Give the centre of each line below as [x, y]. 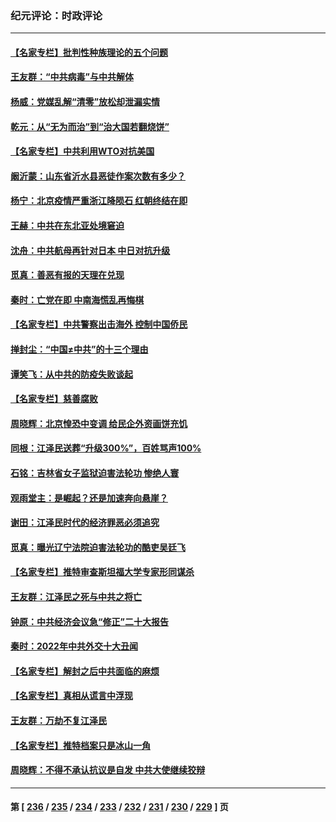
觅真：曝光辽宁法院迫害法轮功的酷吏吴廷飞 [98, 547]
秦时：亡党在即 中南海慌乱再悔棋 [77, 299]
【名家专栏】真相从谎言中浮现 [71, 696]
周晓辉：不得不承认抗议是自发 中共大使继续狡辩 [108, 770]
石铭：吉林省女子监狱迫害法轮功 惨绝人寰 [95, 473]
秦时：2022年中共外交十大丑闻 [74, 646]
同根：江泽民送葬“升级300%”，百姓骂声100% [106, 448]
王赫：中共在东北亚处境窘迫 [67, 226]
